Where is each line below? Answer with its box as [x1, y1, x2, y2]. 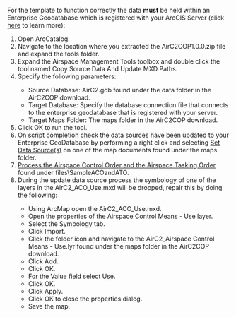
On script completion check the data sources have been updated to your [17, 131, 230, 139]
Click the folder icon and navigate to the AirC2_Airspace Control [28, 234, 215, 243]
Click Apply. [28, 287, 64, 295]
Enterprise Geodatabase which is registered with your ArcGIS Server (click [7, 13, 225, 22]
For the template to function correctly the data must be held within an [7, 6, 211, 14]
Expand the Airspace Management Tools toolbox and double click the [17, 57, 220, 66]
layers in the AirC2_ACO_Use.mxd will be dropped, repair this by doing [17, 184, 223, 191]
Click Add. [28, 257, 59, 265]
